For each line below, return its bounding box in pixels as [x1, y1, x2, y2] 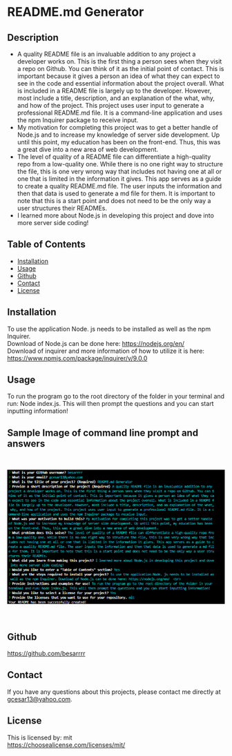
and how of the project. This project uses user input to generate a [17, 101, 204, 109]
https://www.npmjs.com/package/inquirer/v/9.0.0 [7, 353, 148, 362]
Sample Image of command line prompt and [7, 427, 199, 438]
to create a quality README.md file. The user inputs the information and [17, 182, 222, 190]
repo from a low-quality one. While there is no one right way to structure [17, 160, 223, 168]
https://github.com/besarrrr [7, 650, 86, 658]
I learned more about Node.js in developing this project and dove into [17, 211, 214, 220]
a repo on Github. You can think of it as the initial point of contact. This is [17, 65, 224, 72]
